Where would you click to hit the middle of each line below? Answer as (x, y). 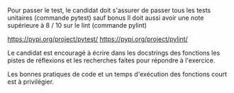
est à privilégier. (31, 82)
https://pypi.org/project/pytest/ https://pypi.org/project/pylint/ (97, 39)
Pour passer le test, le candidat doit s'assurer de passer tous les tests (109, 10)
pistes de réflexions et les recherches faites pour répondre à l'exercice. (111, 60)
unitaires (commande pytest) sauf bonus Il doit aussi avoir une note (106, 18)
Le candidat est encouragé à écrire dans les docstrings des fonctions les (114, 53)
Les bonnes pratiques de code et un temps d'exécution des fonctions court (117, 74)
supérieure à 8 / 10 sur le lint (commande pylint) (77, 25)
